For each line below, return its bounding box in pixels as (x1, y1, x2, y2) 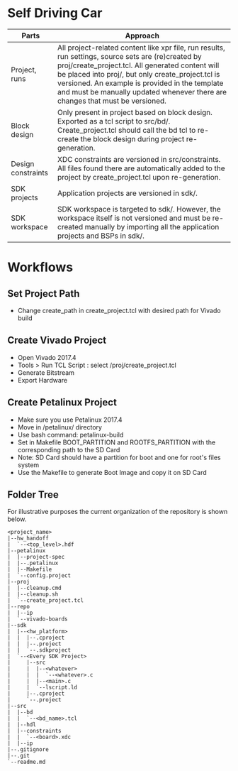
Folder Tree (7, 488, 59, 501)
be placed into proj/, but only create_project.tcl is (57, 69, 220, 79)
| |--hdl (7, 721, 37, 728)
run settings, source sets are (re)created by (57, 51, 202, 61)
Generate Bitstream (17, 368, 74, 377)
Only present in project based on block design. (57, 107, 212, 117)
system (17, 460, 40, 469)
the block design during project (80, 133, 185, 143)
